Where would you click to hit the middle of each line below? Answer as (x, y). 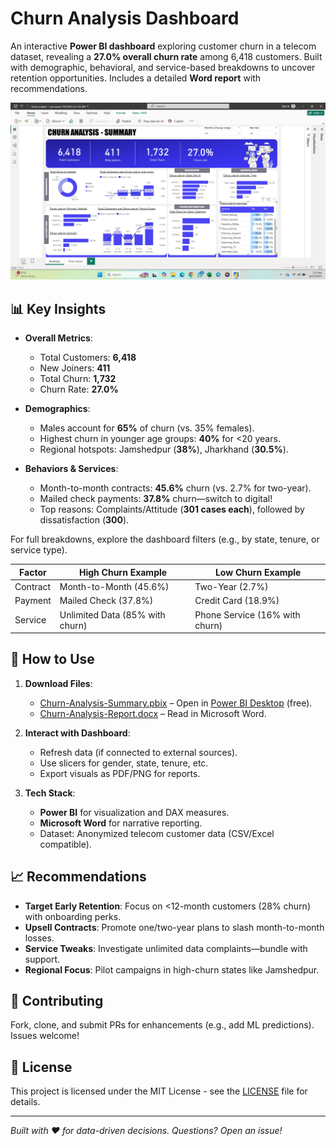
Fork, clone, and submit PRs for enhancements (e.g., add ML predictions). (162, 1025)
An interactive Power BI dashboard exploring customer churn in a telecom (163, 46)
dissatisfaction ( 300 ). (84, 520)
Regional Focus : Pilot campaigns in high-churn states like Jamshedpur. (172, 969)
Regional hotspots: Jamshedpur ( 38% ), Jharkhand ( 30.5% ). (164, 449)
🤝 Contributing (57, 1001)
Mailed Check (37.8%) (106, 601)
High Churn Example (123, 572)
